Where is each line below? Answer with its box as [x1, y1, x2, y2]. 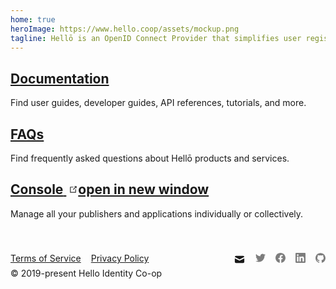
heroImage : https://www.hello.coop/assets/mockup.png [10, 24, 240, 34]
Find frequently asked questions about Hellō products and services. [10, 152, 290, 164]
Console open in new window [10, 181, 210, 198]
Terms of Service [10, 252, 82, 264]
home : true [10, 14, 56, 25]
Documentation [10, 70, 110, 87]
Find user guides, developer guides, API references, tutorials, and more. [10, 97, 307, 109]
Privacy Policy [90, 252, 150, 264]
